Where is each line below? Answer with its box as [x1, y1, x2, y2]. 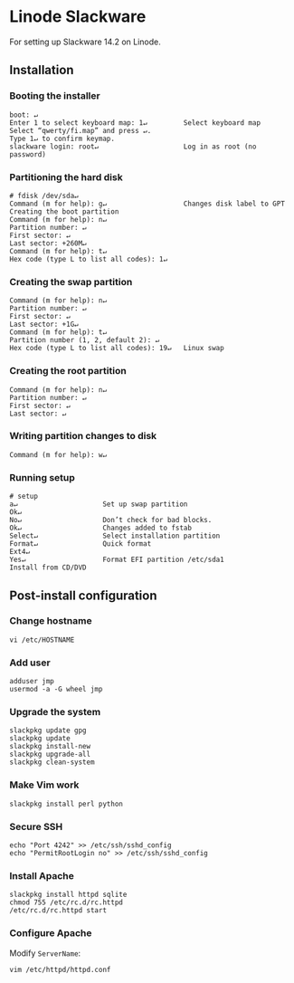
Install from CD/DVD [9, 563, 88, 572]
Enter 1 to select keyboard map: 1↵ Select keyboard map [9, 118, 261, 128]
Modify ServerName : [9, 948, 81, 959]
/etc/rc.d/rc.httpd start [9, 906, 107, 915]
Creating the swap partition [9, 275, 133, 288]
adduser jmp [9, 677, 54, 686]
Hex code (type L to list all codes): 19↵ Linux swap [9, 344, 224, 353]
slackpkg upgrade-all [9, 749, 91, 759]
